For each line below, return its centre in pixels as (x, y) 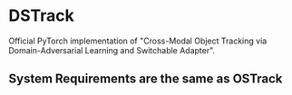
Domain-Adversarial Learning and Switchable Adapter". (112, 50)
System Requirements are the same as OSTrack (146, 79)
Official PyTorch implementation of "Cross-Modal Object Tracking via (138, 41)
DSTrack (41, 16)
